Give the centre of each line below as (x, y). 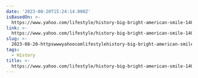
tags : (13, 50)
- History (23, 55)
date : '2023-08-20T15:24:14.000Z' (49, 11)
